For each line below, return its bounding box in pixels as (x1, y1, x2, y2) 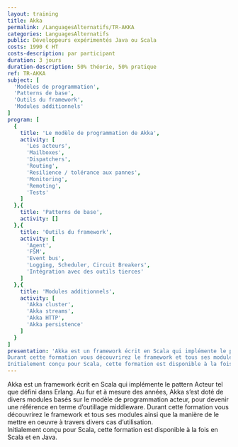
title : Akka (7, 17, 42, 24)
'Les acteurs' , (25, 143, 72, 150)
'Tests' (25, 189, 50, 196)
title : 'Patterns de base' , (20, 209, 103, 216)
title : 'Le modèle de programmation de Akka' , (20, 129, 160, 136)
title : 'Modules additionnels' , (20, 288, 115, 295)
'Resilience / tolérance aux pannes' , (25, 168, 141, 176)
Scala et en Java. (7, 433, 58, 441)
